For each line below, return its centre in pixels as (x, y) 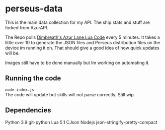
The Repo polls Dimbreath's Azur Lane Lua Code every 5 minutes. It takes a (82, 37)
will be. (12, 53)
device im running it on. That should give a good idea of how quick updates (82, 48)
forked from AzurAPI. (27, 27)
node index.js (20, 90)
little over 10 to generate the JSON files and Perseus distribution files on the (83, 42)
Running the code (33, 78)
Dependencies (28, 110)
